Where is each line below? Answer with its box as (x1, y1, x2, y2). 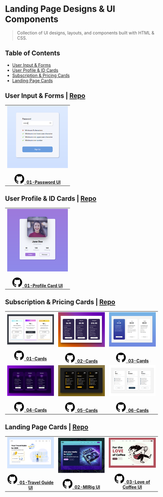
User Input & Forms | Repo (5, 92, 86, 100)
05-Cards (77, 407, 98, 413)
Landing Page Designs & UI (5, 3, 115, 15)
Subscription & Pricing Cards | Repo (5, 298, 115, 306)
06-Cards (128, 407, 149, 413)
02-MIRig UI (74, 484, 100, 490)
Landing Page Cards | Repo (5, 423, 89, 431)
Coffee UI (122, 484, 142, 490)
